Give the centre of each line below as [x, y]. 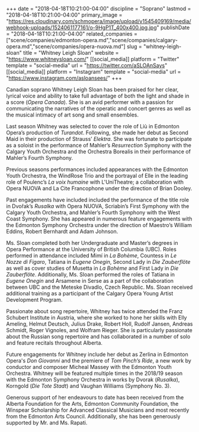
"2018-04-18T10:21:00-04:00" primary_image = [64, 15]
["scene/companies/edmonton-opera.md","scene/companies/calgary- [92, 40]
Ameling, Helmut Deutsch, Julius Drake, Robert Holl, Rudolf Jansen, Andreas [99, 324]
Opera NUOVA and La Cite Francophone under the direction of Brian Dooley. [99, 188]
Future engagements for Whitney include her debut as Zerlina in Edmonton [97, 354]
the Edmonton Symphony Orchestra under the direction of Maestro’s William [99, 225]
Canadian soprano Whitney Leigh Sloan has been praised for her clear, [92, 89]
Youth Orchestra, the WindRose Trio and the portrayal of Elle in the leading [97, 176]
